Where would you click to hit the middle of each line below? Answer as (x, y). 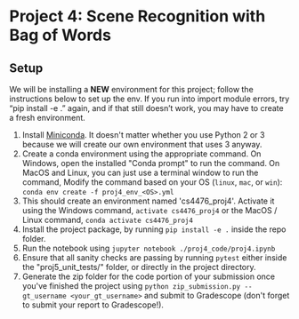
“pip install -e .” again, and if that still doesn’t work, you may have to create (146, 108)
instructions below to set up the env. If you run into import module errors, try (149, 99)
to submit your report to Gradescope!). (93, 305)
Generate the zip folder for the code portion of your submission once (149, 276)
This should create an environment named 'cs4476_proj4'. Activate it (148, 201)
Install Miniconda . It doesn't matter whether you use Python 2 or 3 (143, 135)
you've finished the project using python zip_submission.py (131, 286)
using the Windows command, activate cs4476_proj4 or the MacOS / (149, 210)
